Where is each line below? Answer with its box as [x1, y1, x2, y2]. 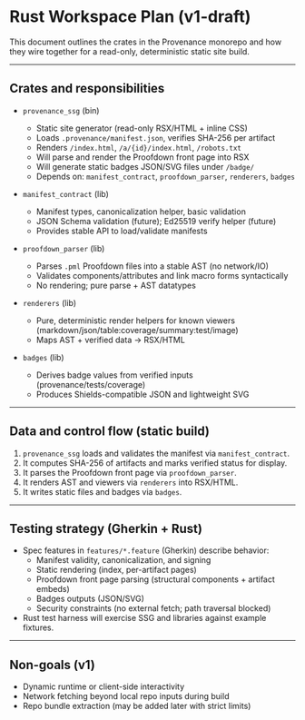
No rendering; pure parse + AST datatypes [35, 280, 197, 291]
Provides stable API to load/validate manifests [35, 225, 208, 236]
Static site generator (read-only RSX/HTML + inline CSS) [35, 123, 248, 133]
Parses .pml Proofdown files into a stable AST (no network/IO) [35, 261, 270, 271]
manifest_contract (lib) [22, 188, 109, 199]
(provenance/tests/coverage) [35, 379, 146, 390]
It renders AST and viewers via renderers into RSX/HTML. [22, 477, 239, 488]
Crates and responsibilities [9, 81, 165, 96]
